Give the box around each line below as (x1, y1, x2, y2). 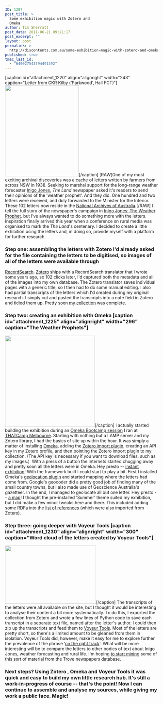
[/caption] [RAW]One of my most (79, 172, 145, 178)
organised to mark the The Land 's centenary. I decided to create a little (5, 223, 147, 229)
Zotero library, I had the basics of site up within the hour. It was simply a (5, 438, 149, 444)
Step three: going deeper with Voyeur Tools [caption (5, 522, 131, 529)
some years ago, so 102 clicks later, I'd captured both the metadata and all (5, 274, 154, 280)
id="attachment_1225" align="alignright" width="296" (5, 318, 138, 325)
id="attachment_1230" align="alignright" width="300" (5, 528, 139, 535)
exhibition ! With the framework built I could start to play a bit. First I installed (5, 468, 157, 474)
